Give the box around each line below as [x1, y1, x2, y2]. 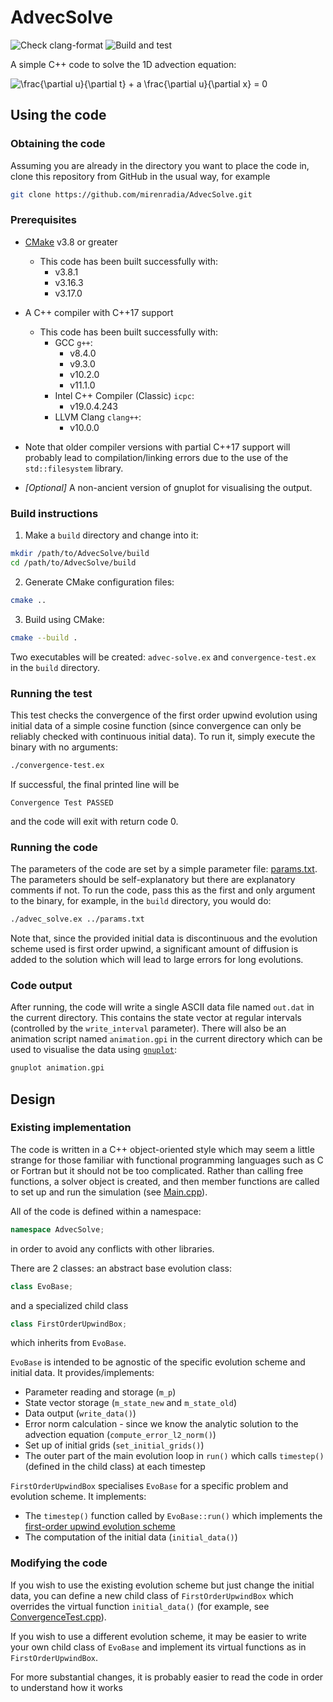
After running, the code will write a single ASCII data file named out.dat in [10, 1001, 315, 1013]
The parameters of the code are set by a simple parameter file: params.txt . [10, 863, 318, 875]
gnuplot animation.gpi [10, 1063, 105, 1073]
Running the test [10, 686, 93, 700]
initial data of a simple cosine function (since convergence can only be [10, 719, 302, 731]
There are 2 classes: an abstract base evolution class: [10, 1262, 233, 1274]
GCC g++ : [54, 336, 93, 348]
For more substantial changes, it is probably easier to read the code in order [10, 1671, 324, 1683]
